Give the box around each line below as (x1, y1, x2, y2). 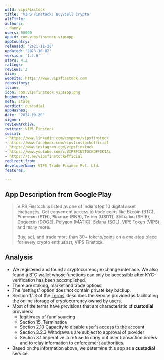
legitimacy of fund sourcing (19, 314, 75, 320)
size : (5, 72, 16, 76)
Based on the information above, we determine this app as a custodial (12, 345, 155, 351)
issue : (5, 85, 19, 90)
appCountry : (5, 39, 30, 44)
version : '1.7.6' (5, 53, 41, 58)
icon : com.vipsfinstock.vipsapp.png (5, 90, 80, 95)
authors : (5, 21, 23, 26)
